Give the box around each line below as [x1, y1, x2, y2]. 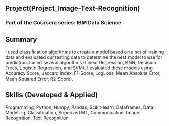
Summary [5, 35, 37, 44]
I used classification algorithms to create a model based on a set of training [5, 48, 164, 55]
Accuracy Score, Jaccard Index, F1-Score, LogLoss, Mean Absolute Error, [5, 70, 161, 77]
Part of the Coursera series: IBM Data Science [5, 19, 122, 27]
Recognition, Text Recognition [5, 115, 69, 121]
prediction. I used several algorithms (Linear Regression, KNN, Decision [5, 60, 156, 66]
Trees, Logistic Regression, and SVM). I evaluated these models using [5, 65, 153, 71]
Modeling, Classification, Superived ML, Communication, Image [5, 109, 140, 115]
